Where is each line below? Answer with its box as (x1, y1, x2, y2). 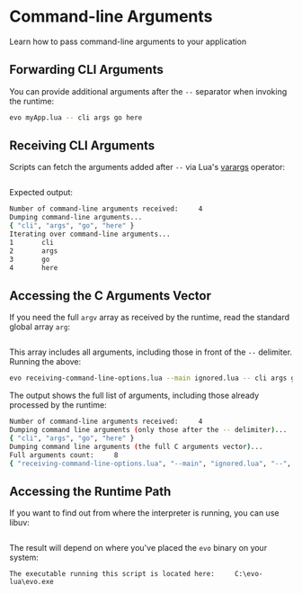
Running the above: (9, 356, 82, 367)
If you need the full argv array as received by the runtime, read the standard (9, 312, 290, 323)
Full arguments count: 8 (9, 450, 119, 460)
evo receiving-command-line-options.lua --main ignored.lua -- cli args (9, 373, 288, 383)
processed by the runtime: (9, 400, 107, 410)
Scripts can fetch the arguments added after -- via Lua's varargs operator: (9, 162, 286, 173)
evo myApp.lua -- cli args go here (9, 112, 143, 122)
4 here (9, 263, 58, 272)
